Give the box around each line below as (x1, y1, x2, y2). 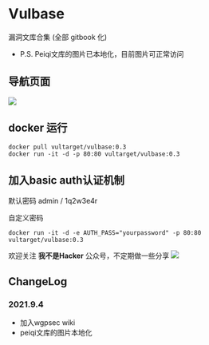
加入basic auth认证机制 (8, 173, 125, 187)
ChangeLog (8, 275, 68, 288)
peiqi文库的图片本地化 (19, 328, 93, 338)
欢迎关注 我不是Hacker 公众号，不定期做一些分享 (8, 251, 170, 260)
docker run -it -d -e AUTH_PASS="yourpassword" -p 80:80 (8, 229, 202, 237)
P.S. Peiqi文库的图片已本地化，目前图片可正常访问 (19, 49, 184, 58)
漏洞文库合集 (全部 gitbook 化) (8, 32, 108, 42)
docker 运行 (8, 121, 68, 135)
